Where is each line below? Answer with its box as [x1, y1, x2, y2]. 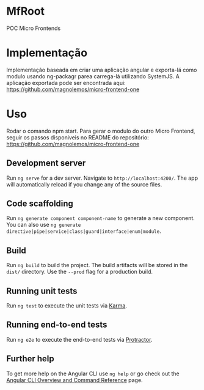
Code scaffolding [6, 199, 73, 209]
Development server [6, 158, 86, 169]
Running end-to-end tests [6, 320, 107, 330]
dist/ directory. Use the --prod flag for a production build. [6, 268, 153, 276]
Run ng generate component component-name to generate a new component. [6, 215, 195, 222]
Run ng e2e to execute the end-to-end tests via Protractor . [6, 336, 153, 343]
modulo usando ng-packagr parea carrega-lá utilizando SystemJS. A [6, 72, 180, 80]
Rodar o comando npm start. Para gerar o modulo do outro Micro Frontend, [6, 127, 195, 134]
